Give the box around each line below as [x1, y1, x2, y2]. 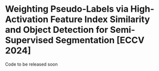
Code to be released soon [5, 61, 58, 67]
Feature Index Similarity [50, 14, 150, 25]
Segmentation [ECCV [55, 35, 145, 46]
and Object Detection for [5, 24, 109, 35]
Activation [5, 14, 48, 25]
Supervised [5, 35, 54, 46]
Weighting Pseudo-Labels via [5, 3, 129, 15]
